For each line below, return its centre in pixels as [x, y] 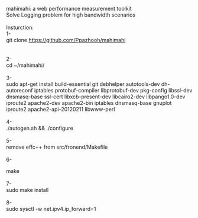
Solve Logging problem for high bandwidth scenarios [71, 15]
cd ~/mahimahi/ [25, 65]
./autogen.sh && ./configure [40, 128]
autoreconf [20, 90]
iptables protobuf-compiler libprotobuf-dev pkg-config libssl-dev [113, 90]
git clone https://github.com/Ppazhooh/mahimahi [66, 40]
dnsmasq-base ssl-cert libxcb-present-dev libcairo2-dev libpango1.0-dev [96, 97]
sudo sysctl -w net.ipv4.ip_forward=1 [51, 209]
